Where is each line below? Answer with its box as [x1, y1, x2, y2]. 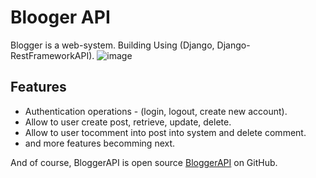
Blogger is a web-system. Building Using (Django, [10, 39, 215, 51]
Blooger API [10, 6, 111, 29]
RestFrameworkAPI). [10, 49, 95, 61]
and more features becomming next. [24, 137, 176, 149]
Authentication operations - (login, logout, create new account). [24, 105, 288, 117]
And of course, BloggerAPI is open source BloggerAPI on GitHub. [10, 156, 278, 168]
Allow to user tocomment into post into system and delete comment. [24, 126, 307, 138]
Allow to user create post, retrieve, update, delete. [24, 116, 232, 128]
